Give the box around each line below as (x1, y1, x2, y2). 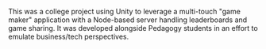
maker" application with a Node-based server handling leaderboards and (8, 15, 248, 24)
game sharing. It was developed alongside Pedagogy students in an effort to (8, 24, 258, 32)
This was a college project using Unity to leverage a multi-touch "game (8, 7, 241, 16)
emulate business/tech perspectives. (8, 32, 129, 41)
